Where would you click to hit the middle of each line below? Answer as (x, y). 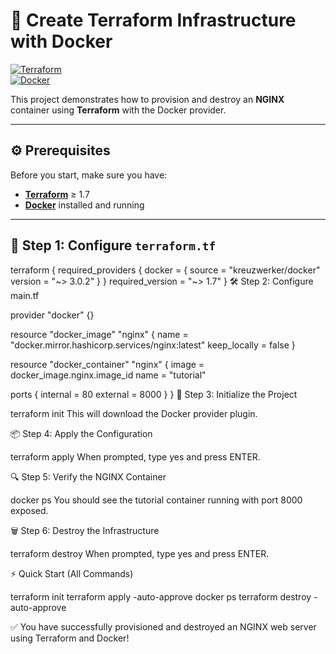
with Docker (61, 41)
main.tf (25, 295)
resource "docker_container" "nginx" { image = (107, 364)
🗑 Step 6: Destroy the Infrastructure (85, 530)
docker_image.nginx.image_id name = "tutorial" (108, 375)
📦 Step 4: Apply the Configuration (81, 433)
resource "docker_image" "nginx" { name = (99, 334)
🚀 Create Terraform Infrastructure (153, 20)
